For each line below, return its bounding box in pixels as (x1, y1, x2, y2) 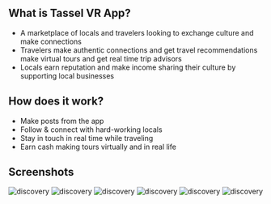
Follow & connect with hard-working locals (19, 125, 163, 134)
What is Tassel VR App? (8, 6, 131, 20)
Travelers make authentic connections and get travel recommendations (19, 45, 258, 55)
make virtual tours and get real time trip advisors (19, 53, 182, 63)
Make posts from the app (19, 116, 104, 125)
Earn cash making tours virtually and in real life (19, 142, 176, 151)
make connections (19, 36, 83, 46)
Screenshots (8, 165, 74, 179)
